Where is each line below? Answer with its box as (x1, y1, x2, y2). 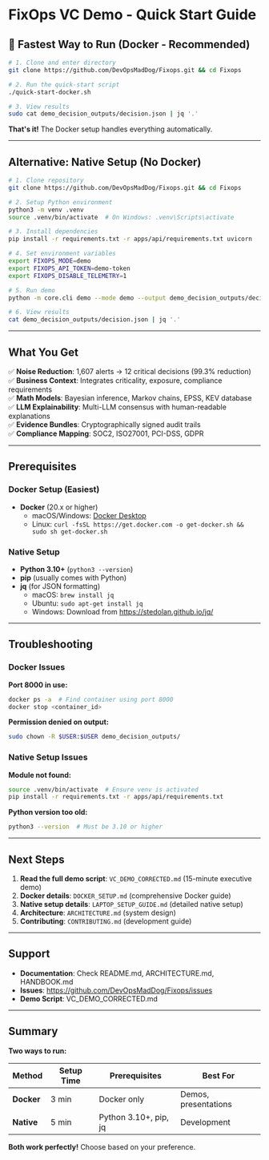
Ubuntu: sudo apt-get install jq (31, 598, 143, 608)
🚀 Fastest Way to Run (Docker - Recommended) (8, 38, 251, 51)
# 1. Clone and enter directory (8, 58, 116, 66)
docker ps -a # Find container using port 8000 (8, 695, 174, 703)
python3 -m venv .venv (8, 206, 84, 214)
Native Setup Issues (8, 751, 88, 763)
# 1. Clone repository (8, 176, 84, 185)
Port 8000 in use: (8, 679, 68, 690)
